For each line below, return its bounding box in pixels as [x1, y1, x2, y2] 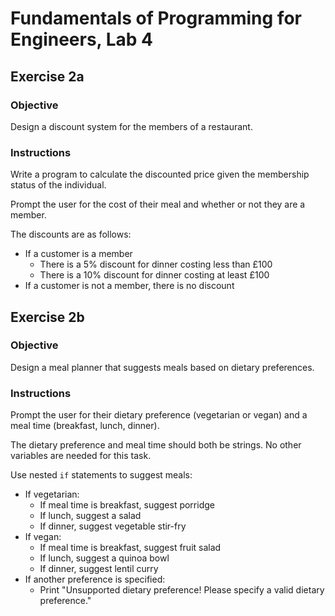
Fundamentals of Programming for [10, 7, 302, 30]
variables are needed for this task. [10, 450, 152, 462]
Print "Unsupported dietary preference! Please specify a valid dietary [39, 584, 325, 596]
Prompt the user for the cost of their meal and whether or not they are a [10, 198, 306, 211]
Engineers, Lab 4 [10, 28, 154, 51]
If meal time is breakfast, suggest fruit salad [39, 542, 222, 554]
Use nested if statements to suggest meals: [10, 469, 193, 481]
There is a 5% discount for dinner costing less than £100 [39, 258, 273, 271]
